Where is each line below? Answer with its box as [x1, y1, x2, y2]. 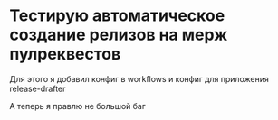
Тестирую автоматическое [9, 5, 225, 26]
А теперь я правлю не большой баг [9, 100, 147, 111]
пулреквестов [9, 44, 121, 64]
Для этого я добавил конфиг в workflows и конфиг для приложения [9, 73, 269, 84]
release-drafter [9, 83, 66, 94]
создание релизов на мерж [9, 24, 228, 45]
